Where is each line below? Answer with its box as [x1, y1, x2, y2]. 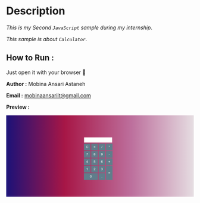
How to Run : [6, 53, 55, 63]
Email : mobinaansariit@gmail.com [6, 91, 91, 99]
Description [6, 4, 65, 18]
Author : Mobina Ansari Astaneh [6, 80, 86, 87]
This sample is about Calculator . [6, 35, 87, 42]
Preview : [6, 103, 30, 110]
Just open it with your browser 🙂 [6, 69, 86, 76]
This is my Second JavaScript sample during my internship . [6, 24, 153, 31]
